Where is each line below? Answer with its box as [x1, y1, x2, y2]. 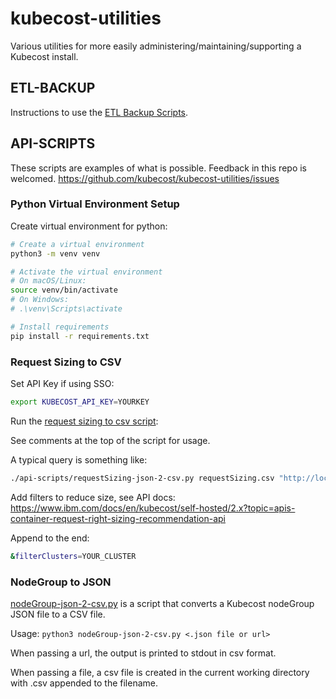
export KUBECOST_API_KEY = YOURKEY [10, 397, 150, 407]
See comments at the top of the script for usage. [10, 434, 211, 446]
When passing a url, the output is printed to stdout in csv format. [10, 647, 277, 659]
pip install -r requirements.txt [10, 331, 150, 341]
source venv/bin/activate [10, 285, 118, 296]
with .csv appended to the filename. [10, 677, 159, 689]
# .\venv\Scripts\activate [10, 304, 123, 314]
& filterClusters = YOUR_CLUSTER [10, 551, 137, 561]
